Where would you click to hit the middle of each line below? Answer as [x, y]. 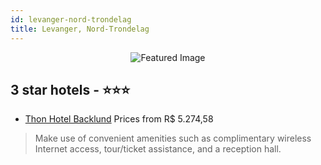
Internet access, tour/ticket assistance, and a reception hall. [158, 149]
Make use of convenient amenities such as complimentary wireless [173, 138]
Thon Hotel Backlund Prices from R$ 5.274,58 [119, 119]
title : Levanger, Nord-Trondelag [80, 29]
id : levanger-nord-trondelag [71, 19]
